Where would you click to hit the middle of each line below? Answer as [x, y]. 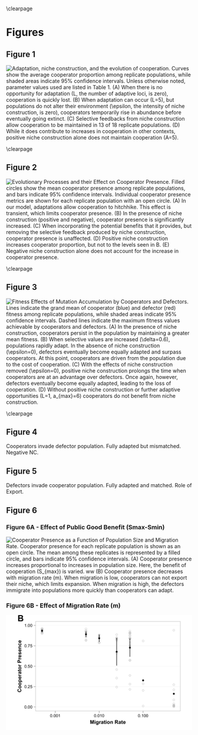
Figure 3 [22, 287]
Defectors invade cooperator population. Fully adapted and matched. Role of [99, 485]
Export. [15, 492]
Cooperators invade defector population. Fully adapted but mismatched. [94, 446]
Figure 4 [22, 432]
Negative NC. [22, 452]
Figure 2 [22, 168]
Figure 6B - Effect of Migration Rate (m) [63, 606]
